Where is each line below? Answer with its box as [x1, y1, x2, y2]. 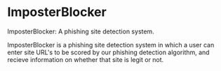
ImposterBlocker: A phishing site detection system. [7, 27, 154, 35]
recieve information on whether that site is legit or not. [7, 55, 164, 63]
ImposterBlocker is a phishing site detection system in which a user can [7, 40, 215, 49]
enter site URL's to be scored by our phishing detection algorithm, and [7, 48, 210, 56]
